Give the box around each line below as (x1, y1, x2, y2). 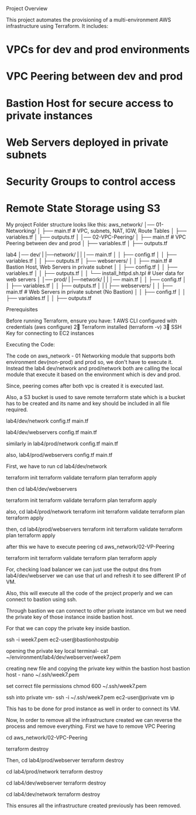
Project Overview (6, 5, 48, 12)
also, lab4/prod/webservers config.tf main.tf (6, 451, 113, 458)
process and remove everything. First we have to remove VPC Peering (6, 723, 176, 730)
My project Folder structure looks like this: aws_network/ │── (6, 221, 155, 228)
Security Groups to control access (6, 175, 176, 188)
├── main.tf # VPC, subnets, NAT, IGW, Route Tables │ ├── (42, 227, 187, 234)
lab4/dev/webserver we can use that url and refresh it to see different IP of (6, 572, 186, 579)
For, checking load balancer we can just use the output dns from (6, 566, 162, 573)
